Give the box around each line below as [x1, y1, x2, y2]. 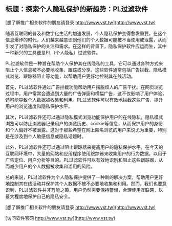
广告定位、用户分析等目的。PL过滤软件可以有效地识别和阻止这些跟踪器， [5, 156, 159, 163]
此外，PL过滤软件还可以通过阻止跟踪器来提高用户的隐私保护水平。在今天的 [5, 144, 163, 150]
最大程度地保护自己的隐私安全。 [5, 193, 73, 199]
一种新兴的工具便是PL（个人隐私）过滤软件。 [5, 49, 101, 55]
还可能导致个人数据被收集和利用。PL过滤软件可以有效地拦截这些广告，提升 [5, 97, 163, 103]
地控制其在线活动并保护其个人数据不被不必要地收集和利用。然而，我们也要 [5, 180, 162, 187]
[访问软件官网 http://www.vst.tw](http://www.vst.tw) [5, 215, 116, 221]
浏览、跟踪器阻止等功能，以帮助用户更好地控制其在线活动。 [9, 73, 136, 79]
